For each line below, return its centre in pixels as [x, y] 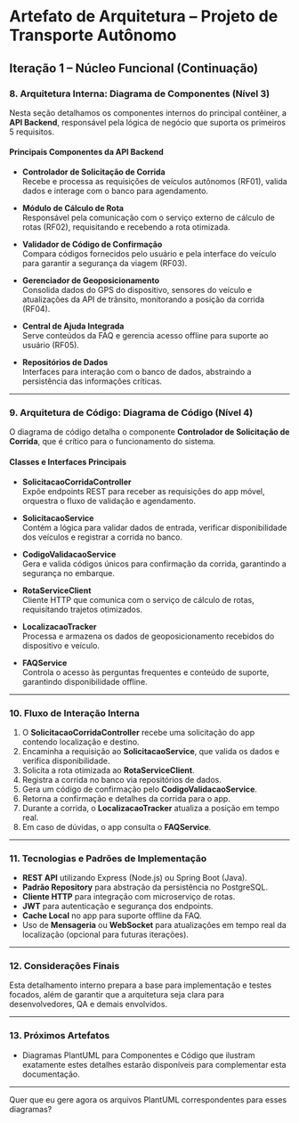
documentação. [51, 1074]
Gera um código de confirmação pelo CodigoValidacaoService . [140, 789]
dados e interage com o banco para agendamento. [115, 191]
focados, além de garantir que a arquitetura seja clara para [117, 995]
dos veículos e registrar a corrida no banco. [102, 537]
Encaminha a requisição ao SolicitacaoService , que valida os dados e [151, 751]
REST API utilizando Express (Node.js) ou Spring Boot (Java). [134, 878]
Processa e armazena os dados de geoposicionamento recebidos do [148, 636]
